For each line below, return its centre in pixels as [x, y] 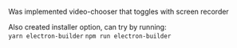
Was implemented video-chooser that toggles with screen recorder [118, 12]
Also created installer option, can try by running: [87, 27]
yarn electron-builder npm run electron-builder [90, 36]
